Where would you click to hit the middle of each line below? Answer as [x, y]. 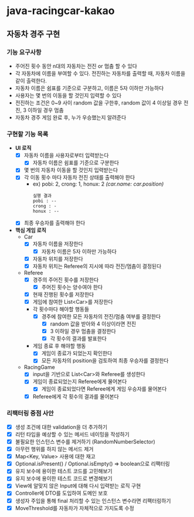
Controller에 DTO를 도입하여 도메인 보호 [61, 493]
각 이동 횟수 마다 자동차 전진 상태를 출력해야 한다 [79, 177]
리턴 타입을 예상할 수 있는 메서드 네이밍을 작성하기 [72, 434]
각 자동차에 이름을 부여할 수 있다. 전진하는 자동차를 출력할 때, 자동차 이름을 [100, 73]
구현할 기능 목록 [28, 134]
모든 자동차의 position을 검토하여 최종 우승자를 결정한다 [105, 361]
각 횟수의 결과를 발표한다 [79, 338]
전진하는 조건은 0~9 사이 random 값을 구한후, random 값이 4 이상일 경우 [98, 103]
